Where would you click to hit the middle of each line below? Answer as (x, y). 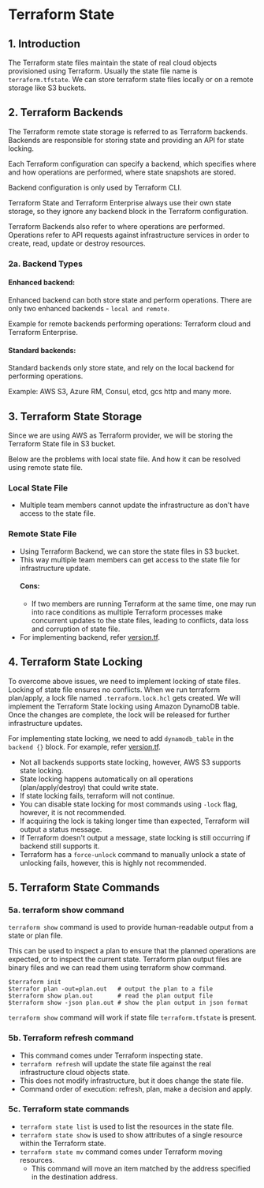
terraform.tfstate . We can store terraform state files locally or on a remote (131, 79)
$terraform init (35, 982)
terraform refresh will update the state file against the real (115, 1063)
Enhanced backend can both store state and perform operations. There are (130, 300)
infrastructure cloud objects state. (74, 1072)
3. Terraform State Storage (75, 416)
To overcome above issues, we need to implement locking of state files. (125, 681)
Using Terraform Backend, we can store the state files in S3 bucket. (129, 551)
